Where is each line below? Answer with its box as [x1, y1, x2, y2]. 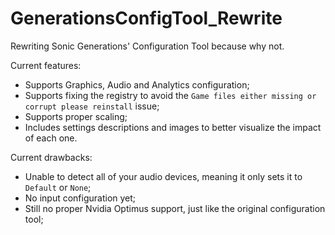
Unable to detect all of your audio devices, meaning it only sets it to [24, 170, 303, 182]
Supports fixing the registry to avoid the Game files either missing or [24, 89, 317, 101]
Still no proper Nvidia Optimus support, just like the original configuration [24, 202, 326, 214]
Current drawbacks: [10, 151, 93, 163]
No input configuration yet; [24, 192, 137, 204]
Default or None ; [24, 181, 92, 193]
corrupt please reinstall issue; [24, 100, 160, 112]
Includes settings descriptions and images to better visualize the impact [24, 121, 322, 133]
